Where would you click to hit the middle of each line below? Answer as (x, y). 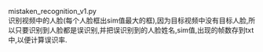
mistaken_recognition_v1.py (52, 11)
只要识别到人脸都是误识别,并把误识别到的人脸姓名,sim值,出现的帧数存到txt (134, 30)
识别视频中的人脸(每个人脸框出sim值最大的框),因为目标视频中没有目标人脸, (128, 20)
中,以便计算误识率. (38, 40)
